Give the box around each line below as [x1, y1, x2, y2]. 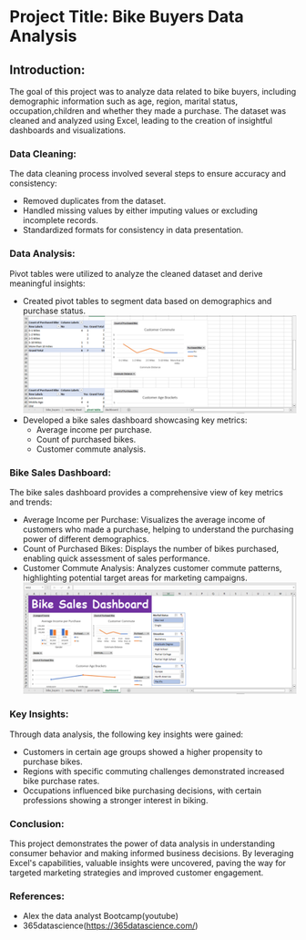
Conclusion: [9, 817, 65, 830]
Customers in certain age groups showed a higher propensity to [22, 746, 263, 757]
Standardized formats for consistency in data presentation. [22, 225, 244, 236]
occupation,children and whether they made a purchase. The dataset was [9, 106, 287, 116]
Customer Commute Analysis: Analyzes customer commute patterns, [22, 563, 282, 574]
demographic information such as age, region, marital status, [9, 96, 239, 107]
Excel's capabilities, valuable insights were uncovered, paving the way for [9, 858, 287, 869]
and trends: [9, 496, 53, 507]
